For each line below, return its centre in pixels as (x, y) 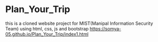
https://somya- (105, 28)
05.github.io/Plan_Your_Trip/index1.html (47, 34)
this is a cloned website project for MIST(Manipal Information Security (79, 23)
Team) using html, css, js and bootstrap (47, 28)
